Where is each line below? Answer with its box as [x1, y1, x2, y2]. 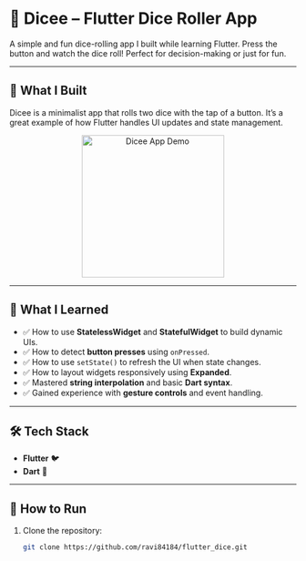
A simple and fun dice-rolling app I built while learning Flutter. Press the [9, 38, 278, 49]
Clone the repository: [22, 525, 103, 536]
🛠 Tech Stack [9, 423, 89, 439]
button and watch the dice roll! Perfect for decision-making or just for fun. [9, 47, 287, 58]
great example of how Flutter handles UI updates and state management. [9, 117, 284, 127]
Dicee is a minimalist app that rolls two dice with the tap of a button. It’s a [9, 107, 284, 117]
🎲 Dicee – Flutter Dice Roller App [9, 8, 258, 29]
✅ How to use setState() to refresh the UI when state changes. [22, 356, 261, 367]
